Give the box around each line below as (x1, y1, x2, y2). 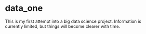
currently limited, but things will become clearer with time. (5, 23, 120, 29)
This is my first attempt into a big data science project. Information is (5, 18, 141, 24)
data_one (5, 3, 43, 14)
